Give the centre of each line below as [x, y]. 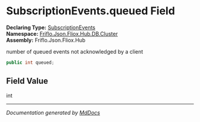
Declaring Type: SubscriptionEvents [51, 27]
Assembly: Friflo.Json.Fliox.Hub [46, 40]
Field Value [27, 81]
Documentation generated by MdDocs [53, 112]
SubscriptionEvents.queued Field [91, 11]
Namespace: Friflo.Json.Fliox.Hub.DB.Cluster [62, 33]
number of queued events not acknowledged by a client [75, 51]
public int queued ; [30, 62]
